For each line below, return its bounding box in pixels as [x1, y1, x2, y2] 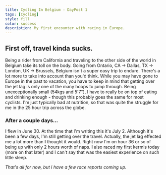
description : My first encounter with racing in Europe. [5, 26, 125, 31]
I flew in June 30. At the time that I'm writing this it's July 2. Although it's [5, 128, 153, 134]
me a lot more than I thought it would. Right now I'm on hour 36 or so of [5, 139, 151, 145]
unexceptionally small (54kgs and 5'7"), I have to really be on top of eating [5, 89, 157, 95]
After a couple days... [5, 117, 58, 124]
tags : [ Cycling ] [5, 12, 39, 17]
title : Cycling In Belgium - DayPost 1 [5, 7, 88, 12]
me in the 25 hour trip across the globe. [5, 105, 86, 111]
